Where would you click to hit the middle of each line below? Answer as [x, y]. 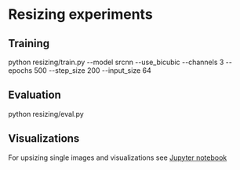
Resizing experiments [80, 14]
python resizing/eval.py [46, 114]
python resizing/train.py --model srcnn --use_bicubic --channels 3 [116, 62]
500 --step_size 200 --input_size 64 [93, 71]
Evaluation [35, 95]
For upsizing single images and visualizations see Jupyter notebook [118, 157]
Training [29, 43]
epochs [20, 71]
